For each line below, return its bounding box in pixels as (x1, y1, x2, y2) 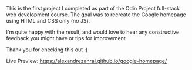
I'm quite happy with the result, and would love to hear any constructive (6, 29, 180, 36)
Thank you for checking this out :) (6, 46, 88, 53)
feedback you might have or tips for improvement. (6, 35, 127, 41)
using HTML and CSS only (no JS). (6, 17, 90, 24)
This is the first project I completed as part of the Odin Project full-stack (6, 5, 180, 12)
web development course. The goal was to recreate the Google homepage (6, 11, 186, 18)
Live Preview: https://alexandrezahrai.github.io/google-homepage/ (6, 58, 167, 64)
